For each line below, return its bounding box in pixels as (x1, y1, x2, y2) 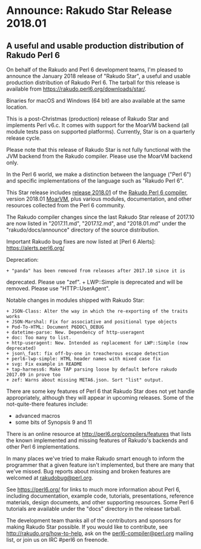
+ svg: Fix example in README (6, 361, 83, 367)
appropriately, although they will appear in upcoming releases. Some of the (6, 394, 194, 401)
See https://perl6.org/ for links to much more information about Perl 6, (6, 486, 181, 493)
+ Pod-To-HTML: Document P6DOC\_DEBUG (6, 324, 104, 330)
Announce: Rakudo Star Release (6, 4, 173, 18)
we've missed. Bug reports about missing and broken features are (6, 468, 171, 475)
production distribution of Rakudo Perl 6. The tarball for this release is (6, 79, 180, 86)
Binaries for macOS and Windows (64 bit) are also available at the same (6, 97, 186, 104)
